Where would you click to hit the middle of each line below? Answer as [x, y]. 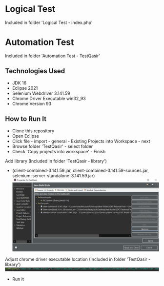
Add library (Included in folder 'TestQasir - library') [56, 161]
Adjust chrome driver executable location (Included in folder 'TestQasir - [78, 259]
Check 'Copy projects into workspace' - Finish [59, 151]
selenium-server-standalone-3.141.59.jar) [53, 175]
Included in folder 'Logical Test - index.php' [49, 22]
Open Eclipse [25, 136]
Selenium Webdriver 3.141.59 [41, 93]
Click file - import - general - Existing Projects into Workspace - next [81, 141]
